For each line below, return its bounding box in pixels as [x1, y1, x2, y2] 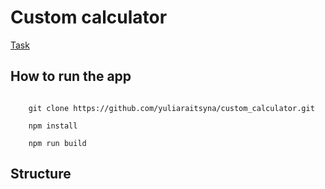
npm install [28, 121, 78, 131]
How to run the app [10, 68, 132, 85]
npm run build [28, 138, 87, 148]
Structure [10, 166, 72, 183]
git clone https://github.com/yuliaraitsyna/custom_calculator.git [28, 103, 315, 113]
